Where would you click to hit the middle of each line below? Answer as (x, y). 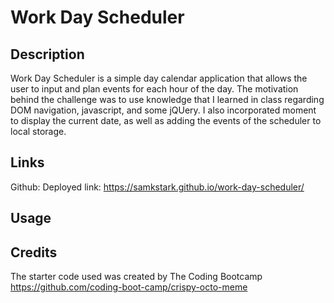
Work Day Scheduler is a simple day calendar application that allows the (159, 78)
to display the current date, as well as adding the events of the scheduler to (166, 120)
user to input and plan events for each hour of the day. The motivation (154, 89)
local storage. (38, 131)
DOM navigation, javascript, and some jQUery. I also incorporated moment (163, 110)
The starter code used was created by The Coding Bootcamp (136, 277)
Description (47, 54)
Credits (34, 252)
